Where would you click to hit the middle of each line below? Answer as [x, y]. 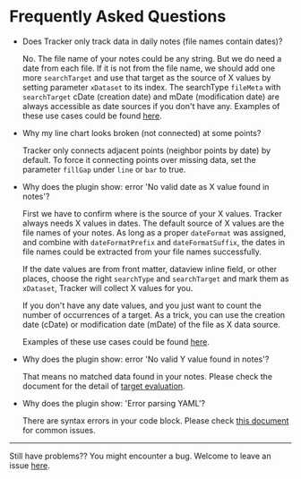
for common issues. [59, 430]
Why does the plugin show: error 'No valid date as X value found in [146, 186]
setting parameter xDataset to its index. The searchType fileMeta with [151, 87]
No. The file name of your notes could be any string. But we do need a [152, 58]
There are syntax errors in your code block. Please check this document [155, 420]
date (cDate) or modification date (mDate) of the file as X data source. [151, 324]
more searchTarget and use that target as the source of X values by [146, 77]
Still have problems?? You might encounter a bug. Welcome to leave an [140, 456]
